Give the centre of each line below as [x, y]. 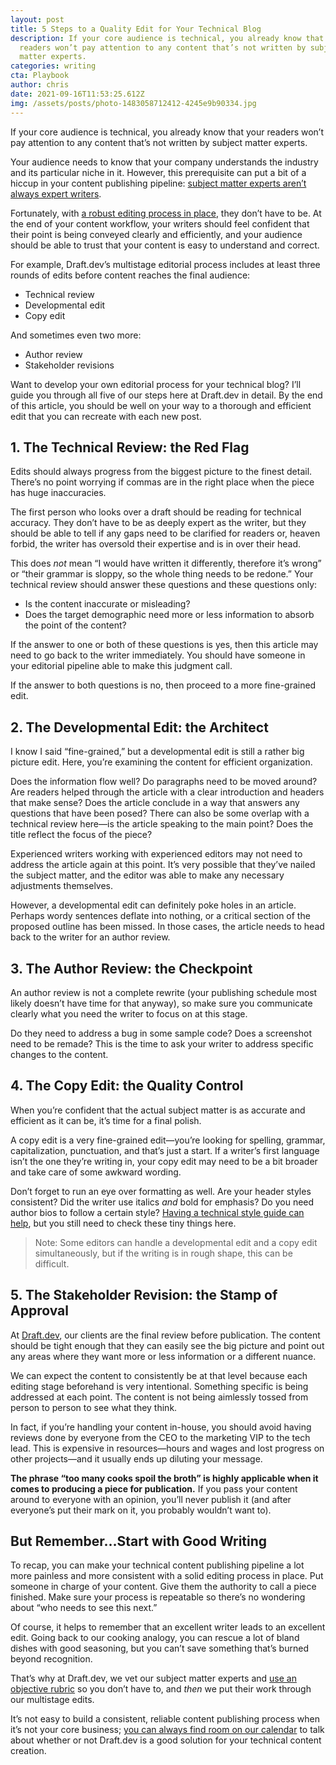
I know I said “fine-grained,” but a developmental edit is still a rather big [157, 752]
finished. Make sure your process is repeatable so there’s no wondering [158, 1597]
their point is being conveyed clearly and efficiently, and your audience [156, 234]
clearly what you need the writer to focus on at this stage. [129, 1013]
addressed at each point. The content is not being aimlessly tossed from [159, 1397]
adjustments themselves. [62, 886]
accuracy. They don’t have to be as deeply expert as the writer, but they [158, 523]
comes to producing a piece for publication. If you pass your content [154, 1488]
